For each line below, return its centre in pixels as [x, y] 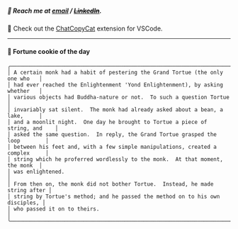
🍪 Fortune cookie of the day [49, 51]
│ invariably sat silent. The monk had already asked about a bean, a [115, 110]
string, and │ [33, 128]
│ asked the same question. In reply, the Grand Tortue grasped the [112, 135]
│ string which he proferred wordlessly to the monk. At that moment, [115, 160]
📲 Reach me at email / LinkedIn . [55, 11]
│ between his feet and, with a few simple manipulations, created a [112, 147]
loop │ [28, 141]
